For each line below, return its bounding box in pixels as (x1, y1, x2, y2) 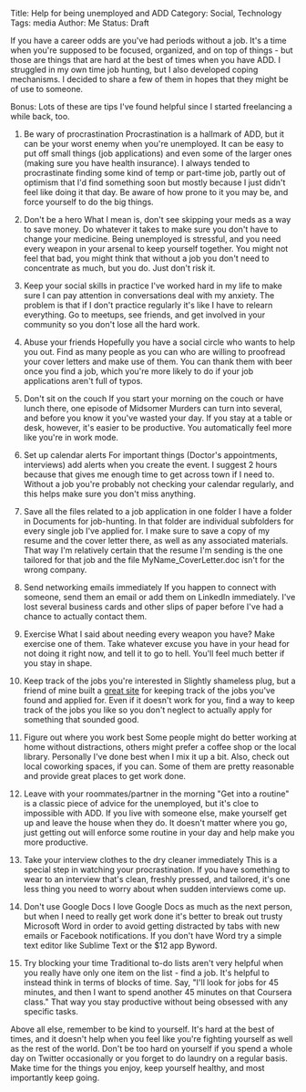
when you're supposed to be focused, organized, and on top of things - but (10, 45, 294, 56)
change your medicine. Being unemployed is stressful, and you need (23, 234, 281, 244)
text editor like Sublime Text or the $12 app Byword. (23, 940, 218, 951)
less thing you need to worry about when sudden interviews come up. (23, 884, 286, 894)
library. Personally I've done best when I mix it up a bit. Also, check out (23, 752, 290, 762)
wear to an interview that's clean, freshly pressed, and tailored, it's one (23, 874, 291, 884)
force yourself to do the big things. (23, 196, 154, 207)
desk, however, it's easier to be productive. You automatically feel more (23, 422, 292, 432)
